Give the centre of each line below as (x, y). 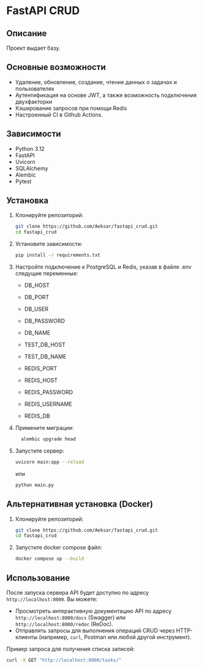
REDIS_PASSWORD (49, 392)
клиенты (26, 637)
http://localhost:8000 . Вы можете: (52, 599)
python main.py (35, 485)
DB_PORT (37, 297)
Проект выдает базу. (34, 48)
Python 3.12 (30, 148)
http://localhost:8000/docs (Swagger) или (70, 617)
